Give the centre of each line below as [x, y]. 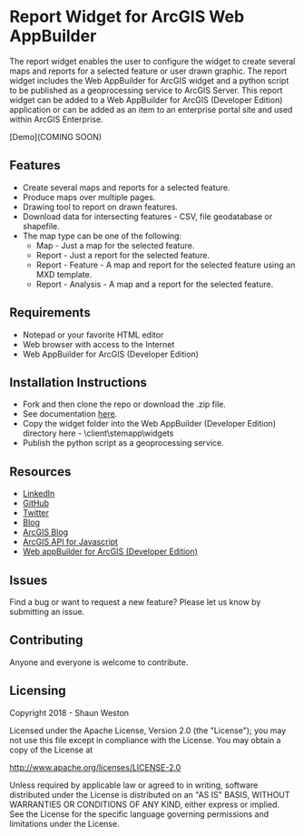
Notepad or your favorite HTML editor [93, 335]
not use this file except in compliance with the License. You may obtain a [145, 740]
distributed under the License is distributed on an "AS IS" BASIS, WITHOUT [150, 794]
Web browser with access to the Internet [98, 344]
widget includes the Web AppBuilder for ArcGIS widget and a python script [149, 80]
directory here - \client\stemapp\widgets [98, 433]
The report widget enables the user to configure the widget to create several [152, 61]
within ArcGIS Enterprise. [56, 119]
